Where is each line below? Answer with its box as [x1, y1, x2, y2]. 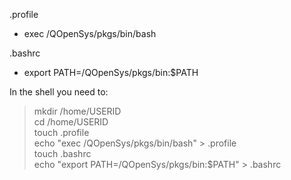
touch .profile [33, 127, 90, 138]
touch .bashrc [33, 148, 92, 159]
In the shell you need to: [9, 86, 109, 98]
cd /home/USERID [33, 116, 109, 128]
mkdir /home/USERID [33, 105, 122, 117]
